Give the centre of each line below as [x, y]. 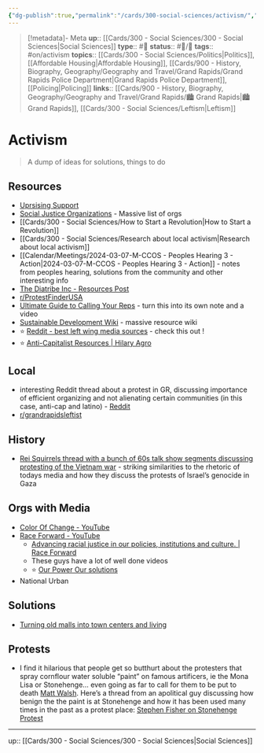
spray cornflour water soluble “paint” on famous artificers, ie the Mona [134, 677]
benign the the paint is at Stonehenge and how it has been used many [132, 702]
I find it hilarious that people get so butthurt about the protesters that [130, 668]
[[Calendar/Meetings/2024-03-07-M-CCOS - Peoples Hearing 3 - [126, 256]
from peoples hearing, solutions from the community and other [121, 272]
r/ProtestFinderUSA [51, 297]
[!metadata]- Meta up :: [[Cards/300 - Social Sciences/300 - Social [135, 38]
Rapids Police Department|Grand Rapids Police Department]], [127, 79]
